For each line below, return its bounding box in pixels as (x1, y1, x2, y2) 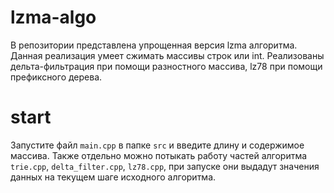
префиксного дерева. (10, 71, 103, 83)
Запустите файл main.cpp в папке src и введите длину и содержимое (10, 139, 305, 151)
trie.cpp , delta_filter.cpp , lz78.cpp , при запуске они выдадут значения (10, 160, 320, 172)
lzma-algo (10, 6, 97, 29)
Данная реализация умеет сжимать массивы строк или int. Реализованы (10, 49, 325, 61)
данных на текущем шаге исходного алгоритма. (10, 171, 217, 183)
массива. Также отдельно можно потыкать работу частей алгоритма (10, 149, 308, 161)
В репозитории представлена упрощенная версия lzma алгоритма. (10, 39, 298, 51)
